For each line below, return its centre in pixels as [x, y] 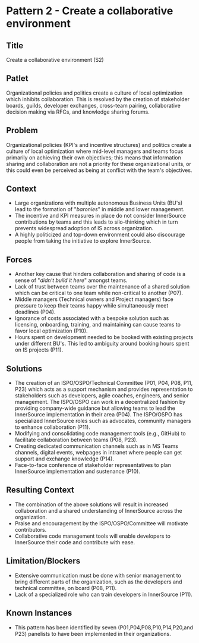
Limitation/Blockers [43, 561]
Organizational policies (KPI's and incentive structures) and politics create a [99, 145]
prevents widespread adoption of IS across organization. [84, 228]
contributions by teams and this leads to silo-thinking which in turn [96, 222]
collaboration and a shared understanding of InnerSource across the [98, 510]
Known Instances [39, 613]
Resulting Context [40, 490]
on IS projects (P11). [39, 350]
